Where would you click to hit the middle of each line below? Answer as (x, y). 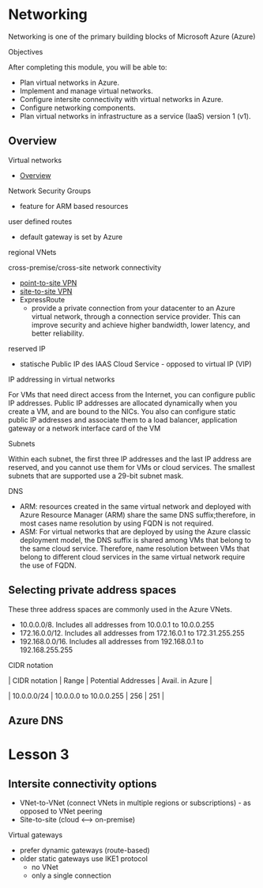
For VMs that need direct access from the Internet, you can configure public (132, 394)
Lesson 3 (39, 755)
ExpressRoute (42, 299)
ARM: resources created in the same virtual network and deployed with (135, 506)
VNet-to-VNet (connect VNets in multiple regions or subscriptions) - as (135, 803)
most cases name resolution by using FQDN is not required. (116, 523)
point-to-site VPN (48, 283)
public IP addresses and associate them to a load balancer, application (123, 419)
